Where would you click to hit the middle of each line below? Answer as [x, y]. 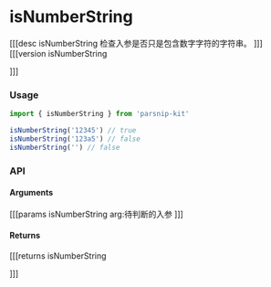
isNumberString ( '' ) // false [65, 147]
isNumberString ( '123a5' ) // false [75, 139]
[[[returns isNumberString [58, 256]
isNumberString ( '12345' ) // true [73, 131]
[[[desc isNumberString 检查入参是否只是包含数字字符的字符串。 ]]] [136, 43]
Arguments [31, 193]
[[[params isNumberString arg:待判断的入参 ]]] [97, 214]
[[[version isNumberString [58, 53]
